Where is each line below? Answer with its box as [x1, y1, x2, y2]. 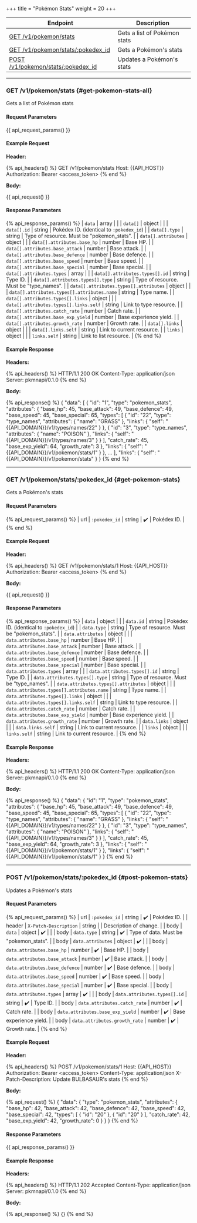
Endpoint [47, 19, 73, 27]
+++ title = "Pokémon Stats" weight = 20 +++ [6, 5, 116, 12]
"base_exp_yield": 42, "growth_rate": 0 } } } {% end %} [6, 1117, 138, 1124]
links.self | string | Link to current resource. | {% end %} [6, 730, 147, 737]
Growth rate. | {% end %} [6, 1025, 67, 1032]
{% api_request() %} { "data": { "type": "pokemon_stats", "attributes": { [6, 1098, 178, 1105]
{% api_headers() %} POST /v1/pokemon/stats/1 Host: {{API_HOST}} [6, 1063, 172, 1070]
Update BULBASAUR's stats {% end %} [52, 1075, 148, 1083]
